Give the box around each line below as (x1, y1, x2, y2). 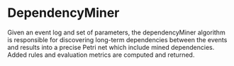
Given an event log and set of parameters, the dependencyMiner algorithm (7, 28, 225, 37)
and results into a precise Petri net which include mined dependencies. (7, 43, 215, 51)
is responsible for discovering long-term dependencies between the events (7, 35, 228, 44)
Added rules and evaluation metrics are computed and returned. (7, 51, 195, 59)
